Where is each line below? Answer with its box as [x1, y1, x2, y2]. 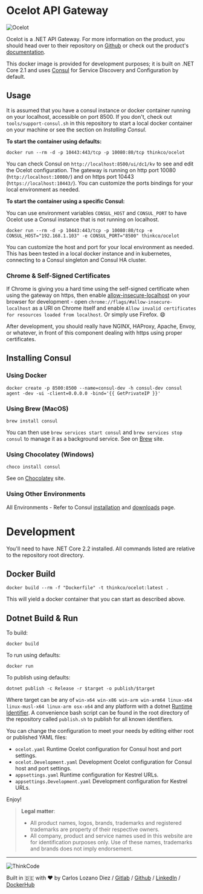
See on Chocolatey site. [6, 475, 65, 482]
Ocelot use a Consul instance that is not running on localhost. [6, 216, 159, 223]
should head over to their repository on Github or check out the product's [6, 42, 189, 49]
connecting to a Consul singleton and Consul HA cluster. [6, 256, 147, 264]
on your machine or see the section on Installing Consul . [6, 125, 147, 133]
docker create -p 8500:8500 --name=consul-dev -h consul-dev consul [6, 385, 182, 391]
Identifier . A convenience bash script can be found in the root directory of [6, 709, 190, 716]
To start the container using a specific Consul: [6, 198, 125, 205]
